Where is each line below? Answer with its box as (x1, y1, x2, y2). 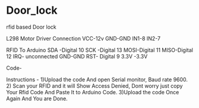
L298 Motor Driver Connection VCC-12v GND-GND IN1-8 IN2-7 (6, 35, 161, 42)
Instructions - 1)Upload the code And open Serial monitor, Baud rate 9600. (6, 76, 188, 83)
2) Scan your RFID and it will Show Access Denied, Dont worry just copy (6, 82, 183, 90)
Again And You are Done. (6, 95, 68, 102)
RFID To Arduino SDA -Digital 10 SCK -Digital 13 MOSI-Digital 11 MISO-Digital (6, 46, 193, 54)
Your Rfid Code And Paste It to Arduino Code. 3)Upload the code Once (6, 88, 179, 95)
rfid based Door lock (6, 23, 56, 30)
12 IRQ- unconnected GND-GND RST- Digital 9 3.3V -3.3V (6, 53, 148, 60)
